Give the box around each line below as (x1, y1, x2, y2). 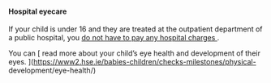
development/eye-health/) (8, 65, 97, 76)
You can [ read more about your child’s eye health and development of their (8, 48, 261, 58)
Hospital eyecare (8, 6, 67, 16)
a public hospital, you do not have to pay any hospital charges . (8, 33, 220, 43)
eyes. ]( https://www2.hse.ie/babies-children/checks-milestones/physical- (8, 57, 257, 67)
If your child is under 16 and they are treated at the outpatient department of (8, 24, 263, 34)
